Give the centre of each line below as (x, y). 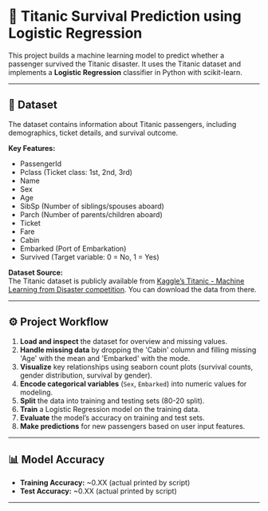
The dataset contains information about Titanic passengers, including (122, 124)
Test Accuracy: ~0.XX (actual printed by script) (98, 491)
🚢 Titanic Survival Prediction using (125, 16)
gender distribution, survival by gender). (86, 375)
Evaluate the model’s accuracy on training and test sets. (112, 418)
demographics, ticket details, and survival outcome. (93, 133)
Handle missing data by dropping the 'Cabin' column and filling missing (138, 350)
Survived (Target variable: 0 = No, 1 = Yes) (89, 257)
